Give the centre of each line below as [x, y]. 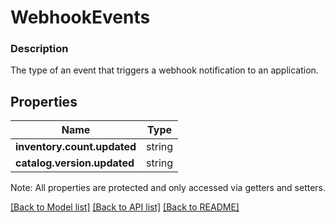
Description [39, 49]
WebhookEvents [80, 17]
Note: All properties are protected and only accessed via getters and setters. [168, 188]
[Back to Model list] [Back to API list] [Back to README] [125, 207]
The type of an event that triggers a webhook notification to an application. [164, 70]
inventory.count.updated [76, 147]
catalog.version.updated [75, 163]
